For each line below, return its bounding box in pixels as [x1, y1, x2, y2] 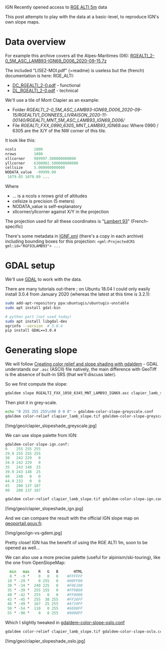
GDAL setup [5, 260, 55, 271]
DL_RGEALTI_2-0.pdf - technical [12, 87, 79, 93]
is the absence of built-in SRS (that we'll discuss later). [5, 372, 117, 378]
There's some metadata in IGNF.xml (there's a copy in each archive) [5, 233, 144, 239]
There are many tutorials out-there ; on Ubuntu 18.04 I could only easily [5, 286, 151, 292]
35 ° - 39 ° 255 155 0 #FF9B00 [7, 588, 83, 593]
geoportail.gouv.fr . [5, 520, 43, 526]
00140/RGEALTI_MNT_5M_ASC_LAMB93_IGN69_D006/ [12, 117, 125, 123]
